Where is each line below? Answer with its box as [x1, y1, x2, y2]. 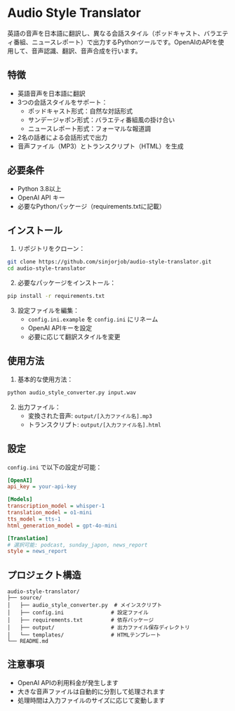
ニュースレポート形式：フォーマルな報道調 [27, 124, 151, 133]
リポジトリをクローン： [17, 244, 86, 253]
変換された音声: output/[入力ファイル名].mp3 [27, 411, 152, 419]
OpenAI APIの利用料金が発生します [17, 678, 119, 686]
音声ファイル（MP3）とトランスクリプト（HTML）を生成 [17, 142, 184, 150]
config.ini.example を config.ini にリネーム [27, 315, 159, 323]
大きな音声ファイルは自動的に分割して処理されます [17, 687, 166, 696]
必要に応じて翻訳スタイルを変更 [27, 332, 121, 341]
